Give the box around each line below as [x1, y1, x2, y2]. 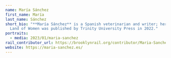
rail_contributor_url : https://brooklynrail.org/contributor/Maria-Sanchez [5, 40, 169, 45]
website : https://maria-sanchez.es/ [5, 45, 83, 50]
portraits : [5, 31, 28, 36]
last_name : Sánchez [5, 17, 47, 22]
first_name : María [5, 12, 44, 17]
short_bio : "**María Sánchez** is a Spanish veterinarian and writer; [5, 21, 158, 27]
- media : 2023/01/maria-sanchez [10, 36, 79, 41]
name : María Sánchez [5, 7, 49, 13]
